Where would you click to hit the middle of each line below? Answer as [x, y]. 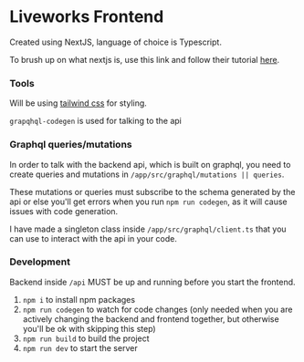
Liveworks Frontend [87, 17]
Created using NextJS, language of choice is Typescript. [115, 42]
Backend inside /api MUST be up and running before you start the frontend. [152, 282]
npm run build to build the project [86, 338]
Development [40, 262]
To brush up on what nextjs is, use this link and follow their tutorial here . [145, 59]
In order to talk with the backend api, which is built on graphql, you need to [150, 164]
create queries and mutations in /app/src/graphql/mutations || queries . [147, 174]
